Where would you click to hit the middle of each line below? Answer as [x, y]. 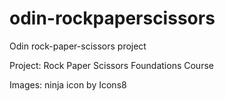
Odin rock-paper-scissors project [78, 46]
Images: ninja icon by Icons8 [68, 84]
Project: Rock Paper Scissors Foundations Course [111, 65]
